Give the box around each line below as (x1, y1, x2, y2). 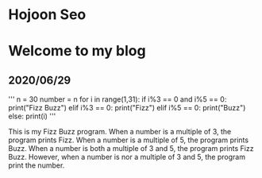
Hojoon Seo (8, 6, 87, 24)
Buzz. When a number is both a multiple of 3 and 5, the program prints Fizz (8, 144, 254, 153)
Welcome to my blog (8, 42, 146, 60)
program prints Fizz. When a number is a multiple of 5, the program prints (8, 135, 249, 145)
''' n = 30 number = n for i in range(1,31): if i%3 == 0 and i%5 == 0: (8, 95, 227, 104)
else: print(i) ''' (8, 111, 56, 121)
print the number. (8, 161, 65, 170)
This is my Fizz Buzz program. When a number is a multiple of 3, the (8, 127, 232, 137)
